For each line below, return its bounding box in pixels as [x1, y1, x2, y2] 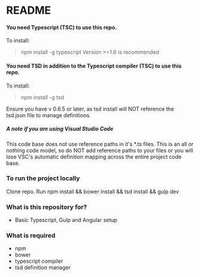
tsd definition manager [14, 264, 70, 271]
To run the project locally [6, 174, 81, 182]
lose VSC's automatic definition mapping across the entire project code [6, 153, 182, 160]
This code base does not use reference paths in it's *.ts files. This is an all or [6, 140, 194, 147]
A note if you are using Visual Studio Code [6, 125, 113, 132]
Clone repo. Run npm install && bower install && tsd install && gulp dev [6, 188, 179, 195]
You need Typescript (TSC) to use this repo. [6, 23, 118, 31]
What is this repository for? [6, 203, 88, 211]
